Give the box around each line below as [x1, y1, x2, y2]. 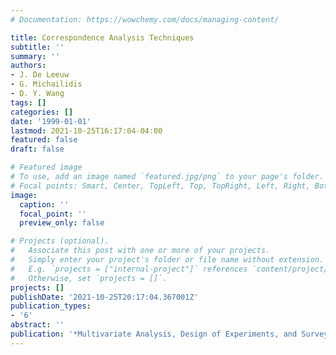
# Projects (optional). [10, 236, 110, 246]
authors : [10, 61, 47, 71]
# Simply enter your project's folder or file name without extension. [10, 255, 325, 265]
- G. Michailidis [10, 79, 83, 90]
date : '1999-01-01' [10, 116, 92, 126]
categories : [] [10, 107, 74, 117]
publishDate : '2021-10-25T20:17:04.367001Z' [10, 292, 199, 302]
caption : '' [19, 199, 70, 210]
